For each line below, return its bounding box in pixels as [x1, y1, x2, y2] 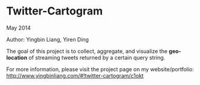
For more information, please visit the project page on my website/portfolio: [6, 65, 195, 73]
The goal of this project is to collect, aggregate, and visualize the [6, 47, 168, 55]
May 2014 [6, 24, 31, 31]
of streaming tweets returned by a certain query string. [28, 54, 166, 61]
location [6, 54, 28, 61]
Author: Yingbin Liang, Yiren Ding [6, 36, 89, 43]
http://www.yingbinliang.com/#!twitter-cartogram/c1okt [6, 72, 144, 79]
